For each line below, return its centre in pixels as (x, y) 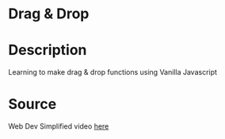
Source (32, 104)
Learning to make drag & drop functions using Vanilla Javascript (113, 72)
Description (48, 50)
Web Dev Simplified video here (59, 126)
